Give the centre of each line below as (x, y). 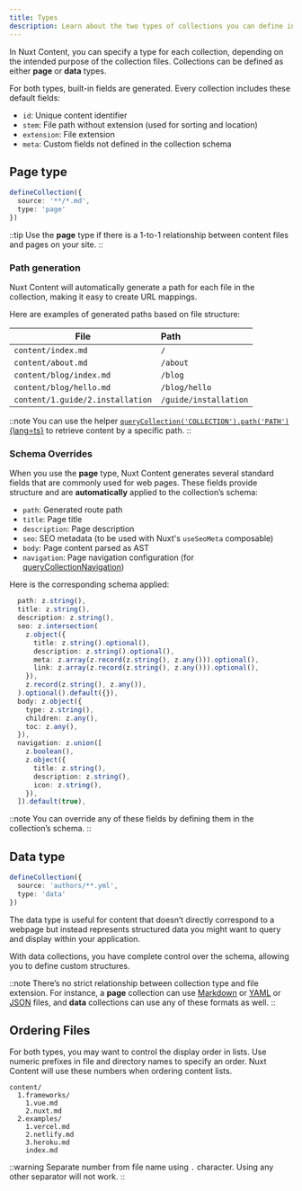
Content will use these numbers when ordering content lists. (121, 1071)
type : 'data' (42, 894)
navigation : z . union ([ (60, 743)
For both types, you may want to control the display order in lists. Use (138, 1052)
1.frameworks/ (44, 1096)
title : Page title (52, 520)
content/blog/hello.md (62, 388)
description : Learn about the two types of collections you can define (146, 26)
